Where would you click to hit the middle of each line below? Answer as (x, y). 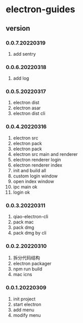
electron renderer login (37, 159)
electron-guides (40, 9)
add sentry (24, 54)
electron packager (32, 264)
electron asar (27, 108)
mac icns (23, 274)
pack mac (24, 222)
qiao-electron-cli (31, 217)
